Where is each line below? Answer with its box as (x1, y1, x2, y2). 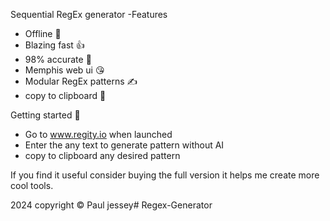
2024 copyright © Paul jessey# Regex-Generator (10, 199, 213, 211)
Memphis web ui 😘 (24, 64, 105, 76)
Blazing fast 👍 (24, 39, 85, 51)
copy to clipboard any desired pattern (24, 150, 181, 161)
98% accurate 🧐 (24, 54, 92, 65)
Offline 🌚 (24, 28, 62, 39)
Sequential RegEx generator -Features (10, 9, 168, 20)
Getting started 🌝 (10, 109, 81, 121)
